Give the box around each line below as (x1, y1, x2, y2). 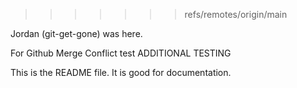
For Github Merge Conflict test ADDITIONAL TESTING (10, 47, 232, 59)
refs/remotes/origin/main (184, 9, 288, 20)
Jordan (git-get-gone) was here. (10, 28, 143, 39)
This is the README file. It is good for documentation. (10, 67, 232, 78)
